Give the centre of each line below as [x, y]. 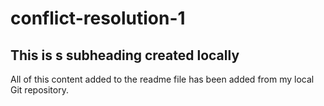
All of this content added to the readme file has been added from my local [162, 79]
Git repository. [39, 90]
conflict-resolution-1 [98, 18]
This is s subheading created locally [125, 55]
